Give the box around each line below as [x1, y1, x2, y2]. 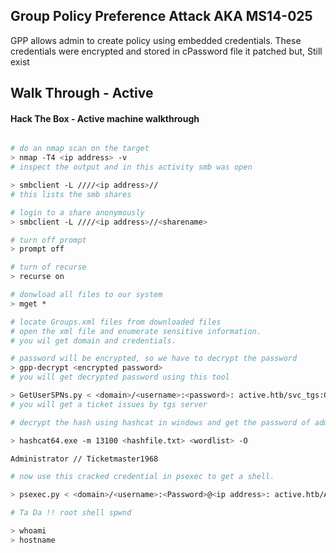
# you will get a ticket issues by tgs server [10, 399, 208, 409]
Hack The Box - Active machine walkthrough [10, 112, 200, 124]
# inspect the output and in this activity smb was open [10, 162, 253, 173]
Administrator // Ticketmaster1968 [10, 454, 159, 464]
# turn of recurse [10, 262, 87, 273]
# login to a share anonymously [10, 207, 145, 218]
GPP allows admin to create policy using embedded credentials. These [10, 34, 302, 46]
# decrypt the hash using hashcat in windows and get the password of [10, 417, 311, 428]
